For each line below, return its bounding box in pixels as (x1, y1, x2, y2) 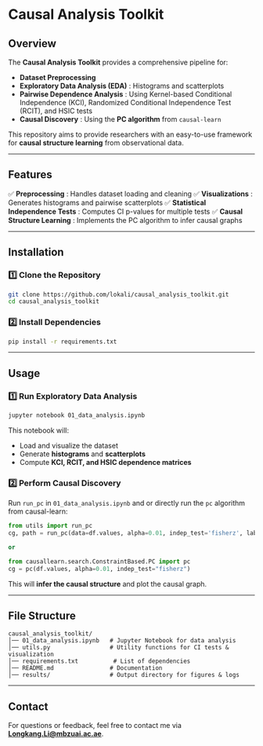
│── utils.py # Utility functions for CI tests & (8, 644, 229, 652)
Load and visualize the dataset (19, 441, 119, 450)
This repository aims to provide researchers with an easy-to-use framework (8, 130, 253, 139)
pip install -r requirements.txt (8, 338, 117, 346)
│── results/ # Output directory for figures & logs (8, 671, 240, 679)
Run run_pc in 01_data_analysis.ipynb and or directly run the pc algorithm (8, 499, 245, 508)
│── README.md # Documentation (8, 664, 163, 672)
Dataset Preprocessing (19, 73, 96, 82)
